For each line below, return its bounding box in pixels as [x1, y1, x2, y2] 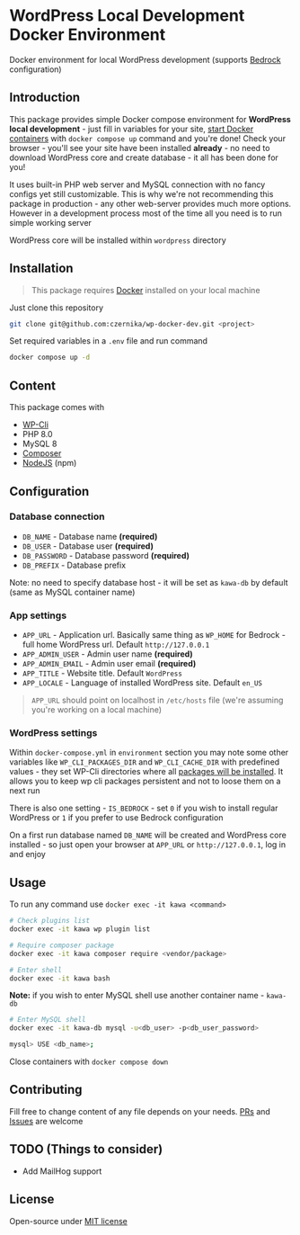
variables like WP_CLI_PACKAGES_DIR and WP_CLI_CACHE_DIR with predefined [9, 756, 280, 767]
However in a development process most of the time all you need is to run [9, 208, 283, 219]
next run [9, 785, 40, 796]
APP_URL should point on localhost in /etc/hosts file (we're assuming [31, 694, 284, 706]
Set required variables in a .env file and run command [9, 336, 208, 346]
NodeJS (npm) [22, 458, 77, 469]
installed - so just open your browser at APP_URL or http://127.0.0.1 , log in [9, 839, 287, 850]
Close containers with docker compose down [9, 1056, 169, 1067]
